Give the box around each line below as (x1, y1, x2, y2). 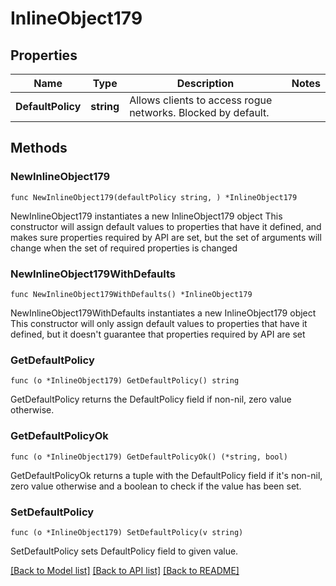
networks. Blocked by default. (129, 106, 270, 119)
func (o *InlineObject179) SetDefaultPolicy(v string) (10, 527, 244, 537)
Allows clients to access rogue (129, 93, 273, 107)
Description (176, 77, 235, 90)
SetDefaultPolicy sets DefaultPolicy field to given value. (10, 545, 239, 557)
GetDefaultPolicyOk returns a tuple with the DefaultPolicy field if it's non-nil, (10, 469, 323, 481)
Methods (10, 140, 68, 157)
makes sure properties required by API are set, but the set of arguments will (10, 231, 322, 243)
